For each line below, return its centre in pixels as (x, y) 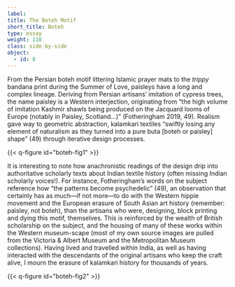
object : (19, 53)
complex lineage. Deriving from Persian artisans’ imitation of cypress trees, (115, 94)
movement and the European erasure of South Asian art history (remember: (116, 203)
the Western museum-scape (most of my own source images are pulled (111, 232)
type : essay (24, 33)
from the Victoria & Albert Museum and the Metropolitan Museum (101, 240)
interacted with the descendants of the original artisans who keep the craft (115, 255)
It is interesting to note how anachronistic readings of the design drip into (113, 166)
